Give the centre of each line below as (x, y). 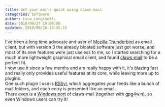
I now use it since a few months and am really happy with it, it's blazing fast (82, 68)
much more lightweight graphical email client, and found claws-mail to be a (81, 57)
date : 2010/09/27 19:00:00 (33, 23)
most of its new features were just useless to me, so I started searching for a (83, 53)
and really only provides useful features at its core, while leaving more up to (82, 73)
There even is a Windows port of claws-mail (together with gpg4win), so (79, 94)
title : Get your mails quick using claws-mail (54, 10)
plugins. (13, 79)
